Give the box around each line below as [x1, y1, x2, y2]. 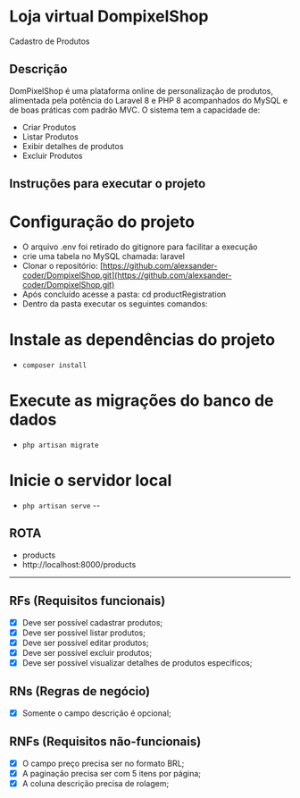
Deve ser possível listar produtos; [21, 627, 146, 638]
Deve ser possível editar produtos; [21, 637, 149, 648]
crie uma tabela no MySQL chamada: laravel [21, 251, 186, 262]
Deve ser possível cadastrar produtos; [21, 617, 163, 627]
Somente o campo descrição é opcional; [21, 708, 171, 718]
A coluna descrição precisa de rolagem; [21, 777, 170, 788]
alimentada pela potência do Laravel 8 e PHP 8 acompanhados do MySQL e [9, 95, 288, 105]
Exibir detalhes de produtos [21, 140, 124, 151]
